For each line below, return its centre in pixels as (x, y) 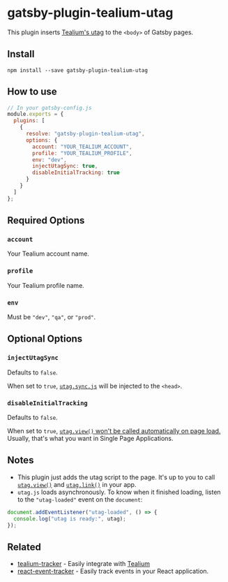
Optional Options (45, 339)
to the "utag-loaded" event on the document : (80, 499)
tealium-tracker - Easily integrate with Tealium (83, 564)
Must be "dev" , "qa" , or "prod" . (52, 317)
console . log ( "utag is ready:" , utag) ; (70, 518)
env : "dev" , (50, 160)
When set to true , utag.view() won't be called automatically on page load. (114, 430)
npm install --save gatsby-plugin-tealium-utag (78, 70)
